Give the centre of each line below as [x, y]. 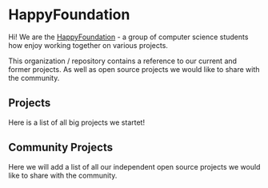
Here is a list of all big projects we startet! [77, 122]
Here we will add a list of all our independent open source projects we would [134, 166]
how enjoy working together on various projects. [88, 45]
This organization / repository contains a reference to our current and [123, 61]
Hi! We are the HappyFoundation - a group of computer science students [128, 37]
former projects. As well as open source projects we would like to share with [134, 69]
